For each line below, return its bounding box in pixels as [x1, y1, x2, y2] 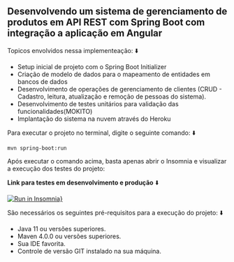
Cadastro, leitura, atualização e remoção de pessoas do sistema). [17, 92, 207, 101]
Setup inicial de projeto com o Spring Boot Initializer [17, 62, 167, 71]
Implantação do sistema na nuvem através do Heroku [17, 115, 171, 123]
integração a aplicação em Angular [7, 27, 163, 39]
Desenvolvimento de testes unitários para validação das [17, 99, 180, 108]
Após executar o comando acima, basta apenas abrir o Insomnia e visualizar [7, 157, 227, 165]
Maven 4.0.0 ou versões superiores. [17, 232, 122, 240]
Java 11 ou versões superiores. [17, 224, 106, 233]
